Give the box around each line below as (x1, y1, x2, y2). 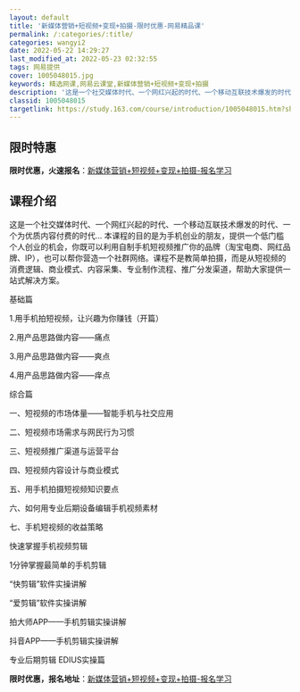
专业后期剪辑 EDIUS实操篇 (9, 654, 105, 665)
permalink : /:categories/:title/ (9, 29, 134, 38)
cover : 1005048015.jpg (9, 71, 94, 80)
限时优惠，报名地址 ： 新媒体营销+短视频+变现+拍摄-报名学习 (9, 673, 232, 684)
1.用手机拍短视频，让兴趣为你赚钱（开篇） (9, 313, 163, 323)
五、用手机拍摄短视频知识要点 (9, 483, 119, 494)
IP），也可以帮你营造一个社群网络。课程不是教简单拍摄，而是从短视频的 (24, 252, 287, 263)
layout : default (9, 13, 70, 22)
